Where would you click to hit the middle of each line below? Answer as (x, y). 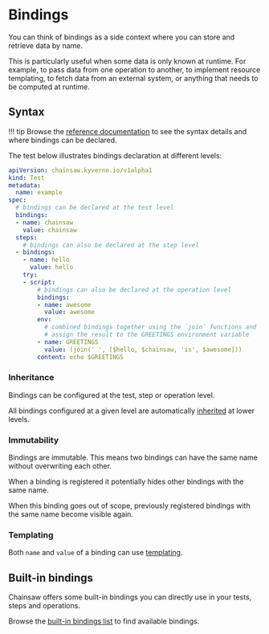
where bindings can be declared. (63, 140)
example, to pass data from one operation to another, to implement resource (134, 69)
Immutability (34, 440)
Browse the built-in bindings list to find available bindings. (104, 621)
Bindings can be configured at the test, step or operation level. (112, 395)
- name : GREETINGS (68, 342)
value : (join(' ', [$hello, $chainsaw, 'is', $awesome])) (143, 350)
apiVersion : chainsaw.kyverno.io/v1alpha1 (80, 170)
